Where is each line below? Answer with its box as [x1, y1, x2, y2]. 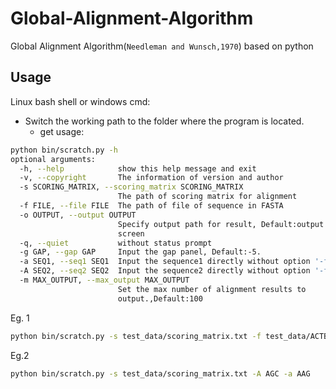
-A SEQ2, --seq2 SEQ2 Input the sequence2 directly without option [19, 266, 311, 276]
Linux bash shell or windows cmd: [10, 95, 151, 107]
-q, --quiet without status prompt [19, 238, 213, 248]
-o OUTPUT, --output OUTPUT [19, 210, 137, 220]
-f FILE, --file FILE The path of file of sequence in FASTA [19, 201, 284, 211]
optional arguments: [10, 154, 97, 164]
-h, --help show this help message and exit [19, 163, 257, 174]
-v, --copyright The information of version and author [19, 173, 284, 183]
